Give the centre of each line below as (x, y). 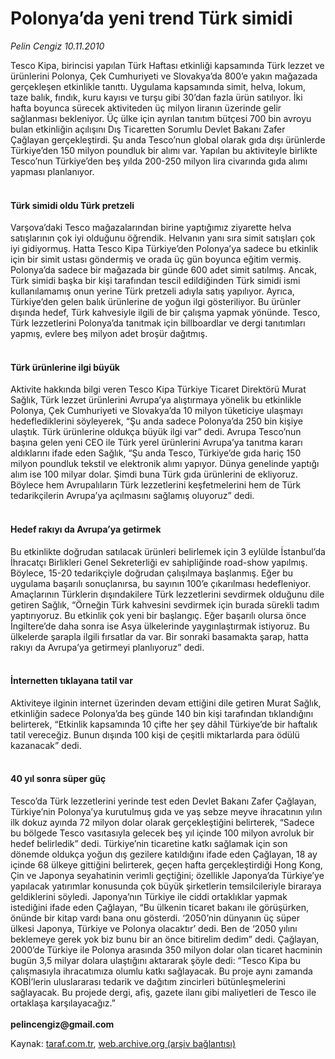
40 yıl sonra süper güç (58, 779)
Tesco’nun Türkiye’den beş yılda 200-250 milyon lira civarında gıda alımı (159, 161)
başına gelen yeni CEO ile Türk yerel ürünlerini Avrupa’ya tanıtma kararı (156, 443)
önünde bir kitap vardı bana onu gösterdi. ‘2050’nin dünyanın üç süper (155, 918)
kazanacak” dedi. (46, 745)
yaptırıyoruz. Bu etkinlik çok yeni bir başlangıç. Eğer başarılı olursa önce (158, 615)
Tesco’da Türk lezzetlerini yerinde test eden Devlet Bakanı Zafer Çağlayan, (163, 801)
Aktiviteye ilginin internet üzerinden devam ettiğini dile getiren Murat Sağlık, (166, 703)
